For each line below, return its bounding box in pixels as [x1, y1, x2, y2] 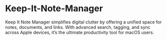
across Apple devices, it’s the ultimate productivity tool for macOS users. [5, 29, 154, 35]
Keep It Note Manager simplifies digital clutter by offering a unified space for [5, 19, 162, 25]
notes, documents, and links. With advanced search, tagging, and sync [5, 24, 151, 30]
